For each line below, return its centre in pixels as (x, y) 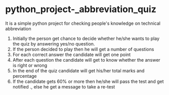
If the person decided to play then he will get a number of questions (83, 49)
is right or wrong (30, 65)
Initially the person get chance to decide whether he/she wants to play (86, 38)
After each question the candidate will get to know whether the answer (86, 60)
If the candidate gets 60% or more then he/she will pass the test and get (88, 81)
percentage (25, 76)
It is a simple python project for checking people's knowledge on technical (83, 23)
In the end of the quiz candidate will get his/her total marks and (78, 70)
